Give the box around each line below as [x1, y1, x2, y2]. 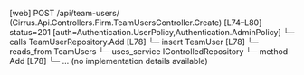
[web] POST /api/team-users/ [9, 8, 120, 18]
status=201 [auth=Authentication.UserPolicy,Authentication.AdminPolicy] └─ [9, 27, 295, 37]
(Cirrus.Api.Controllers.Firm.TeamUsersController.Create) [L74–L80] [9, 17, 262, 28]
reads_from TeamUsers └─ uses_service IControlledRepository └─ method [9, 46, 289, 57]
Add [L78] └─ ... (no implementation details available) [9, 56, 208, 66]
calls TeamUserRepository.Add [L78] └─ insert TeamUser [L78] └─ [9, 36, 260, 47]
